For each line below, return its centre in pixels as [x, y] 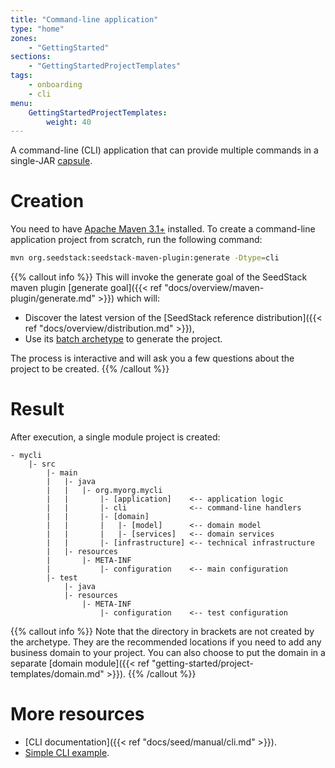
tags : [21, 76]
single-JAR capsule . [51, 161]
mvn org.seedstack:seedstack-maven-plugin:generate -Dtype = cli [145, 258]
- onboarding [55, 85]
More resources [77, 714]
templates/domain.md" [57, 674]
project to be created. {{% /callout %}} [90, 369]
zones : [24, 38]
